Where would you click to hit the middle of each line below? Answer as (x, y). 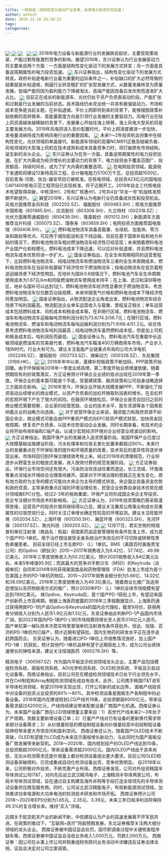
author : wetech (21, 15)
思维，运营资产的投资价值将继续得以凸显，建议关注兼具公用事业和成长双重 (86, 507)
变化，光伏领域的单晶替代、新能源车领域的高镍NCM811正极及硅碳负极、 (88, 141)
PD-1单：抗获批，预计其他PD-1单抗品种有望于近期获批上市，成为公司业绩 (81, 645)
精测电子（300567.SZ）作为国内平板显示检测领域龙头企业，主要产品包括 (80, 662)
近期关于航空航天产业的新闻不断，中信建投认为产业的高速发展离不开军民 (79, 817)
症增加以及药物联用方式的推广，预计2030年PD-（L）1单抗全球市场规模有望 (82, 588)
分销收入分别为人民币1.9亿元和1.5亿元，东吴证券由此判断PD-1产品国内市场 (86, 613)
